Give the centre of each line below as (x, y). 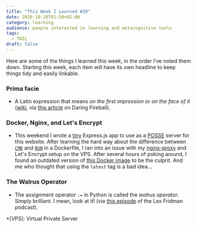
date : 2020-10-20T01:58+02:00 (43, 17)
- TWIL (19, 39)
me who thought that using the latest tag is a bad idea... (83, 167)
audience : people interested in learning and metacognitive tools (89, 28)
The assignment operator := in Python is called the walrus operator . (97, 195)
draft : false (22, 45)
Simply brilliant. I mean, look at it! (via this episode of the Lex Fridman (99, 201)
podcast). (26, 207)
